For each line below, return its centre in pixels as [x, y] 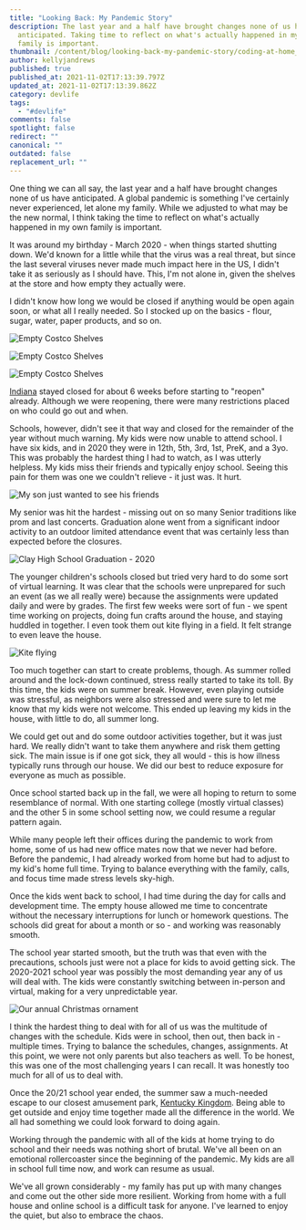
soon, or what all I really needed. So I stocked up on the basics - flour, [141, 310]
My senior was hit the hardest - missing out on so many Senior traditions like [153, 512]
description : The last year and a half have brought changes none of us [150, 26]
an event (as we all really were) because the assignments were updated [144, 596]
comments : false [40, 120]
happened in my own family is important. [86, 227]
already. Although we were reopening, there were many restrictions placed [149, 401]
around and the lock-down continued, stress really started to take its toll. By [152, 680]
